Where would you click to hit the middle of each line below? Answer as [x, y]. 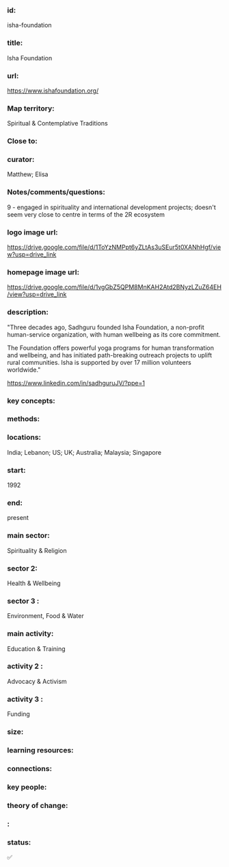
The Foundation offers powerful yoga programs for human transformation [110, 348]
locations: [24, 438]
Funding [19, 714]
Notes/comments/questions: [56, 192]
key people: [27, 787]
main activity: [30, 634]
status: [19, 842]
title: [15, 43]
